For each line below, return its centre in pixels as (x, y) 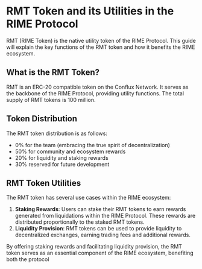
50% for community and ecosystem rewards (70, 151)
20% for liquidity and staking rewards (62, 157)
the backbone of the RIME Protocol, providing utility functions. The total (95, 93)
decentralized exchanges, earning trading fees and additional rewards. (103, 235)
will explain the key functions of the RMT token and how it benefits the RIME (101, 47)
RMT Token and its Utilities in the (90, 11)
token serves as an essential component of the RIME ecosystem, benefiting (100, 253)
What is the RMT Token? (53, 73)
